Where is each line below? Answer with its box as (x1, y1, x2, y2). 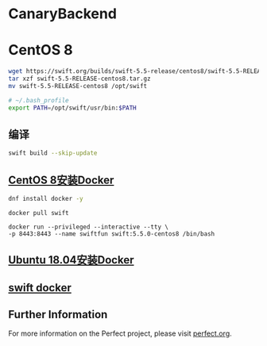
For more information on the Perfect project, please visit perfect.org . (8, 329, 232, 338)
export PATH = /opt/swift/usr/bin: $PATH (8, 104, 137, 112)
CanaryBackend (8, 5, 118, 23)
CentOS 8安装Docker (8, 173, 114, 186)
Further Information (8, 308, 108, 321)
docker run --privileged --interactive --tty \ (8, 223, 169, 231)
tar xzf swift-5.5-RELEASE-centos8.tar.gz (8, 75, 151, 83)
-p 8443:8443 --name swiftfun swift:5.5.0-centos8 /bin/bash (8, 229, 215, 238)
